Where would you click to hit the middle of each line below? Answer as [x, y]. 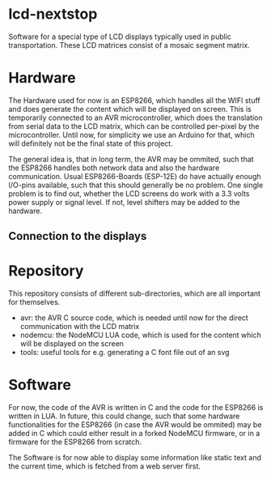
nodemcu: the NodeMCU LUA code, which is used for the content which [140, 335]
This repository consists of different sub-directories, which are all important [135, 293]
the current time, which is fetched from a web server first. [104, 466]
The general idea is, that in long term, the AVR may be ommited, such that [131, 159]
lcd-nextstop [53, 14]
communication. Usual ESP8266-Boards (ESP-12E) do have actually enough [135, 176]
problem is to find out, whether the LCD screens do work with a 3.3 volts [129, 193]
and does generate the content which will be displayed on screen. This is [130, 109]
